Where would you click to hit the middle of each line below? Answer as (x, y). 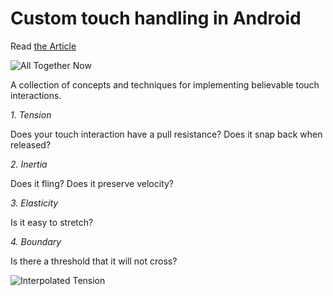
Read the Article (43, 46)
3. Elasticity (34, 203)
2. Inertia (29, 164)
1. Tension (31, 114)
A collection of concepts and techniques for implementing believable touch (165, 84)
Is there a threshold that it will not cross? (94, 261)
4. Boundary (36, 241)
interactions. (36, 95)
